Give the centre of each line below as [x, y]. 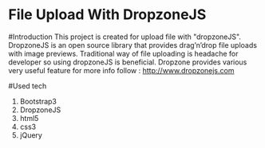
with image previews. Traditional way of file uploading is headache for [123, 53]
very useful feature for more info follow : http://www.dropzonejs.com [121, 70]
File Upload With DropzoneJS [107, 15]
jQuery [31, 135]
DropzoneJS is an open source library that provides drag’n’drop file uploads [133, 45]
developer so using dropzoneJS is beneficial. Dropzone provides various [128, 62]
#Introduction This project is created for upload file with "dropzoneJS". [125, 37]
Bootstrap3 [38, 101]
